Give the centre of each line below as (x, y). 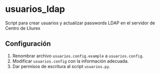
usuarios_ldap (35, 9)
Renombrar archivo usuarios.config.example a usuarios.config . (78, 56)
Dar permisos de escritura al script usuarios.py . (61, 66)
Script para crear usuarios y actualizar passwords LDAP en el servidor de (80, 23)
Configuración (28, 44)
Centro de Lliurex (23, 28)
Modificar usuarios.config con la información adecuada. (71, 61)
